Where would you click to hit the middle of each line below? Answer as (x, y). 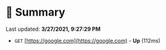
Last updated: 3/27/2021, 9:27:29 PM (53, 29)
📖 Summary (35, 12)
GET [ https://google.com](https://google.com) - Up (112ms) (88, 40)
